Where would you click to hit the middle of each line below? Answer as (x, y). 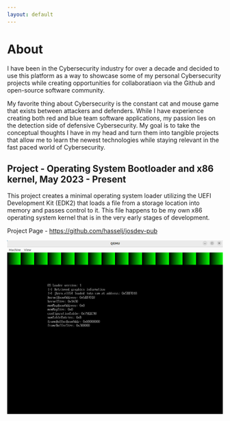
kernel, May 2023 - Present (67, 179)
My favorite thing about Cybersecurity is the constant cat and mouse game (113, 104)
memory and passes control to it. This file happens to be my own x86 (105, 210)
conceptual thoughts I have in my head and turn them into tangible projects (113, 132)
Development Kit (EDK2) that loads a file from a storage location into (103, 203)
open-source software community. (56, 90)
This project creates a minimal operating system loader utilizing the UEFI (109, 196)
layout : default (30, 14)
